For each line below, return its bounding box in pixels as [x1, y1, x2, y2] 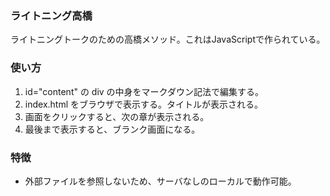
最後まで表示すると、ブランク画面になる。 [24, 123, 201, 135]
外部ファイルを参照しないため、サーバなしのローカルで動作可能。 [24, 175, 297, 187]
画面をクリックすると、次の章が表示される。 [24, 110, 210, 122]
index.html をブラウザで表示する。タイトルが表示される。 [24, 98, 264, 110]
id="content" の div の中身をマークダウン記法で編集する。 [24, 85, 265, 97]
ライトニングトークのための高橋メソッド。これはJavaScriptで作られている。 [10, 33, 326, 46]
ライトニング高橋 [10, 8, 93, 22]
